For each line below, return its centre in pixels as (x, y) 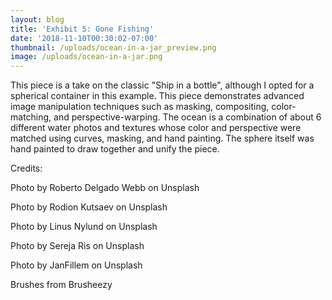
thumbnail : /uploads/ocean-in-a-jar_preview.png (113, 47)
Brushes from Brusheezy (61, 285)
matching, (31, 117)
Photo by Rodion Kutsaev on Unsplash (89, 207)
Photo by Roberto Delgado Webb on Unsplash (105, 188)
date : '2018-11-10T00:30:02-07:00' (84, 38)
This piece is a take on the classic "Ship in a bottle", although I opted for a (162, 85)
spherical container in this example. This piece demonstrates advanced (157, 96)
